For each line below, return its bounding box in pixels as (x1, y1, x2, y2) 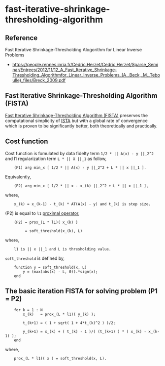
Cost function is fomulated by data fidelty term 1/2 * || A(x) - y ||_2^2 (5, 150, 154, 156)
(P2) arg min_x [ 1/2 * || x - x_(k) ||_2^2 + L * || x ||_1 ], (14, 183, 149, 188)
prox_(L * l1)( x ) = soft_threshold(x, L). (14, 356, 107, 361)
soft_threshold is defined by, (5, 255, 65, 261)
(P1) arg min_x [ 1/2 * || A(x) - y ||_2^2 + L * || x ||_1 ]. (14, 165, 147, 170)
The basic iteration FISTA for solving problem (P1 (5, 287, 158, 295)
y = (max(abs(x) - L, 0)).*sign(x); (23, 269, 98, 274)
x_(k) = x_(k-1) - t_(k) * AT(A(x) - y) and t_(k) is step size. (14, 202, 151, 206)
